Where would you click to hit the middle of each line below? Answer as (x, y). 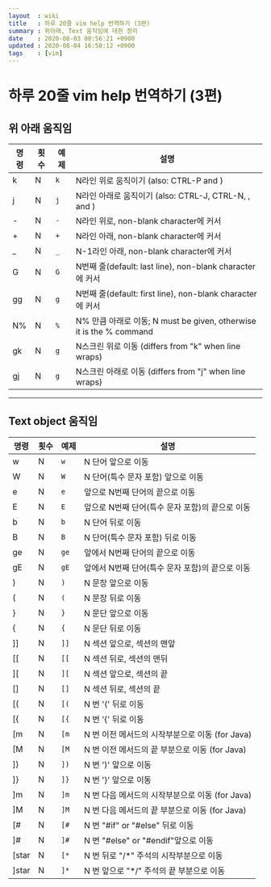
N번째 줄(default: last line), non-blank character (165, 266)
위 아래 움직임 (40, 128)
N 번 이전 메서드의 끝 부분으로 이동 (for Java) (165, 750)
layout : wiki (34, 16)
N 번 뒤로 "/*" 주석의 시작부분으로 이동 (153, 855)
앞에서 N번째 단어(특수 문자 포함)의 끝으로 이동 (167, 568)
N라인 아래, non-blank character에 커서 (148, 236)
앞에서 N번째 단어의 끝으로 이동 (140, 553)
